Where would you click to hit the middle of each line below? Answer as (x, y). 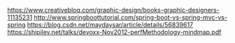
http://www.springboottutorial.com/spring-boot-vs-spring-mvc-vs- (131, 17)
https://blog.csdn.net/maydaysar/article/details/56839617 (110, 25)
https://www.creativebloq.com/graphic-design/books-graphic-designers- (114, 10)
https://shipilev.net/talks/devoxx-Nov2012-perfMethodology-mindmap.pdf (114, 32)
